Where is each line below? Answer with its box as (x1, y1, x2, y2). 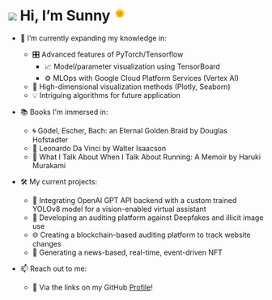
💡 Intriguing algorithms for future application (32, 90, 181, 99)
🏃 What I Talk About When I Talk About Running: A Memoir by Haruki (32, 152, 261, 162)
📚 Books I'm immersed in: (19, 107, 108, 116)
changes (32, 239, 62, 248)
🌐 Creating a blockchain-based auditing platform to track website (32, 230, 251, 239)
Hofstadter (32, 134, 69, 144)
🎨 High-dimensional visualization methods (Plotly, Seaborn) (32, 82, 231, 91)
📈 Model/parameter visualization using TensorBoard (44, 61, 220, 71)
